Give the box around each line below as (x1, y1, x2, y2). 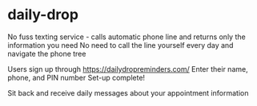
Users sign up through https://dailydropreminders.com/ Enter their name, (7, 64, 249, 73)
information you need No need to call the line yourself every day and (7, 40, 234, 49)
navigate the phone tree (7, 49, 86, 58)
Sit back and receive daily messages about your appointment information (7, 88, 249, 97)
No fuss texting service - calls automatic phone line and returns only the (7, 32, 246, 41)
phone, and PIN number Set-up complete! (7, 73, 146, 82)
